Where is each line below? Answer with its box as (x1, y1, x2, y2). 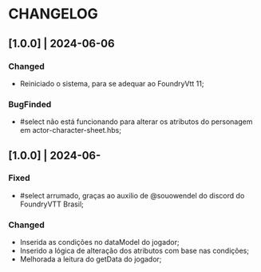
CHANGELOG (8, 5, 98, 23)
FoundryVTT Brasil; (19, 199, 84, 209)
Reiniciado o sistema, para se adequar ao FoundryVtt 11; (19, 78, 204, 88)
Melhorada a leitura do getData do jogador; (19, 254, 162, 264)
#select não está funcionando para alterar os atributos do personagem (19, 117, 253, 126)
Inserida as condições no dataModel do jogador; (19, 238, 180, 247)
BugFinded (8, 98, 52, 110)
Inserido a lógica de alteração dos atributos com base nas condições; (19, 246, 250, 256)
